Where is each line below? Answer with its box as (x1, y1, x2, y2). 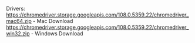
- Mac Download (33, 18, 73, 24)
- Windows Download (31, 30, 83, 37)
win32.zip (6, 30, 31, 37)
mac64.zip (6, 18, 32, 24)
